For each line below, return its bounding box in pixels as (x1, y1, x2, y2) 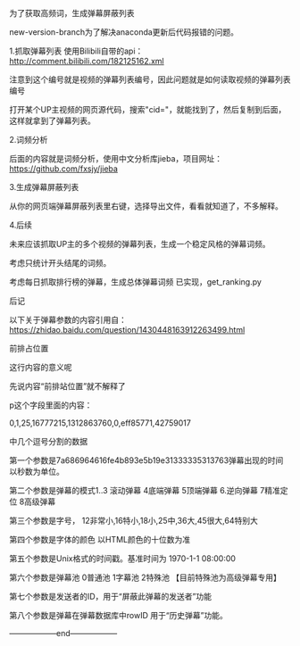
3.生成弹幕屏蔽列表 (9, 182, 79, 192)
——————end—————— (9, 628, 118, 638)
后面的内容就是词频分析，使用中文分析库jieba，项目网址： (9, 153, 223, 163)
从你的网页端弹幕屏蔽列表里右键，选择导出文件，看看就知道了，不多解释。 (9, 201, 283, 211)
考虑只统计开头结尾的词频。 (9, 258, 112, 268)
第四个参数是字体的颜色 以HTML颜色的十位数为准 (9, 534, 190, 544)
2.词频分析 (9, 135, 48, 145)
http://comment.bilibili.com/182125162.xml (9, 56, 164, 66)
